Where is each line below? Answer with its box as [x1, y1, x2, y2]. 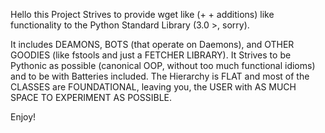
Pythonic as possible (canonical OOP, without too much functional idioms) [10, 60, 316, 71]
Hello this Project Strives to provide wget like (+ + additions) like [10, 9, 275, 20]
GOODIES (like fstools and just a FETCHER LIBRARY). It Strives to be [10, 49, 292, 61]
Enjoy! [10, 111, 37, 123]
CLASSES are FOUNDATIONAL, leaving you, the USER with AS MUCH [10, 81, 297, 93]
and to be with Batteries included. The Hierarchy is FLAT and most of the [10, 70, 310, 82]
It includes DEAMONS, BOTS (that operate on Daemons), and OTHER [10, 39, 295, 50]
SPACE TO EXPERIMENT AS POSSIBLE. [10, 92, 173, 103]
